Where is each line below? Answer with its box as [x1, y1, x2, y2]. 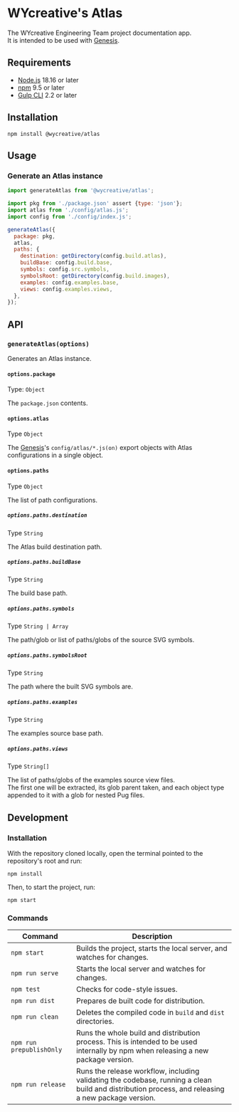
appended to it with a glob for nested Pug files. [7, 791, 145, 799]
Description [132, 931, 173, 941]
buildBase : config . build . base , [20, 259, 113, 266]
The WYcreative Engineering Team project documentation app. [7, 28, 192, 37]
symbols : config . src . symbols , [20, 266, 110, 273]
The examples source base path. [7, 729, 104, 738]
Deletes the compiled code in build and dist [75, 1007, 225, 1017]
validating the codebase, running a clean [75, 1075, 212, 1085]
